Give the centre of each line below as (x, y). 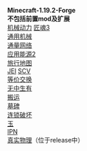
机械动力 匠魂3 (29, 27)
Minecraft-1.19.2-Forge (41, 10)
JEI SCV (19, 71)
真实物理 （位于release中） (46, 140)
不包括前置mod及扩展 (39, 18)
